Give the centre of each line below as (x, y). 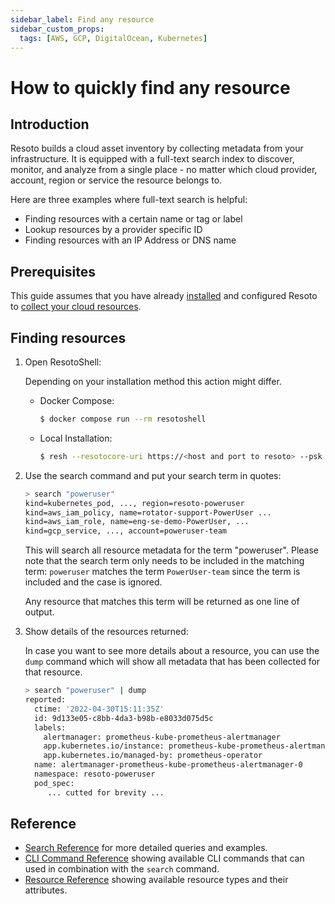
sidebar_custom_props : (57, 29)
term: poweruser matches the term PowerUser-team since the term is (162, 572)
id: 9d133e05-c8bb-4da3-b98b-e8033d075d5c (124, 718)
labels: (50, 727)
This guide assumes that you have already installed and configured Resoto (164, 296)
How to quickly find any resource (150, 87)
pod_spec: (54, 783)
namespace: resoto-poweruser (95, 774)
